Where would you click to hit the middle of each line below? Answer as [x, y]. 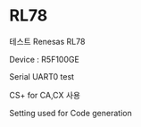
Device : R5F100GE [45, 59]
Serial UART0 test [41, 76]
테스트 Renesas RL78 [47, 41]
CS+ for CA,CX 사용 [45, 95]
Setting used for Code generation [70, 113]
